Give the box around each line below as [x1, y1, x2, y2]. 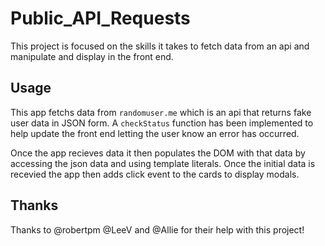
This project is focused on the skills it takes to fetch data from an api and [10, 40, 310, 52]
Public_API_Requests [10, 7, 191, 30]
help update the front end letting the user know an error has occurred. [10, 127, 300, 139]
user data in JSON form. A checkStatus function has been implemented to [10, 117, 314, 129]
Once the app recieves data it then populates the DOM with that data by [10, 147, 306, 159]
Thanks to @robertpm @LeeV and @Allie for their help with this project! [10, 223, 305, 236]
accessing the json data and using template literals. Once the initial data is [10, 157, 316, 169]
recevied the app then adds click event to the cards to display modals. [10, 168, 300, 180]
